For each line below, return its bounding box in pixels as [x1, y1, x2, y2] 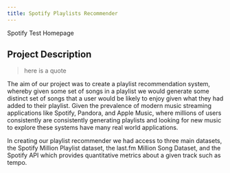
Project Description [7, 49, 92, 60]
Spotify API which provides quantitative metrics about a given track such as [7, 151, 221, 159]
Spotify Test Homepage [7, 29, 74, 37]
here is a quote [23, 66, 67, 75]
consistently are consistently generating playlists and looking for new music [7, 116, 222, 124]
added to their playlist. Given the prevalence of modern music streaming [7, 102, 211, 110]
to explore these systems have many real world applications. [7, 124, 179, 132]
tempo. [7, 159, 27, 167]
